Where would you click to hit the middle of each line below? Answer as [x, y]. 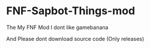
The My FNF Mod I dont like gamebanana [57, 27]
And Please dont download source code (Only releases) [75, 39]
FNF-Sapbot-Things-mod [71, 11]
